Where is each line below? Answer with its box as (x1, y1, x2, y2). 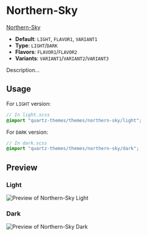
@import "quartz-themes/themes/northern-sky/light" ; (6, 117, 142, 123)
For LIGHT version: (6, 100, 51, 107)
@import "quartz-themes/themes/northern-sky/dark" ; (6, 146, 139, 152)
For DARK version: (6, 128, 48, 136)
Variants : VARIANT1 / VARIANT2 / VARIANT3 (15, 54, 109, 62)
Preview (6, 162, 38, 172)
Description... (6, 66, 40, 73)
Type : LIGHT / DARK (15, 42, 58, 49)
